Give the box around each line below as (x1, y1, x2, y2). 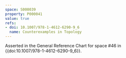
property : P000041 (5, 12, 42, 16)
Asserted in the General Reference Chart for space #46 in (5, 43, 121, 48)
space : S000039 (5, 7, 36, 12)
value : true (5, 16, 29, 21)
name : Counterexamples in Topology (9, 29, 82, 34)
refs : (5, 20, 16, 26)
